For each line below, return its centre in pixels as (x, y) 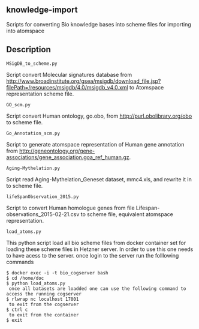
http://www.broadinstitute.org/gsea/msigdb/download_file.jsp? (84, 81)
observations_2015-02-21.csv (43, 214)
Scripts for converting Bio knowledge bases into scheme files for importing (99, 24)
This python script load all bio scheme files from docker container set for (96, 243)
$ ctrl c (17, 309)
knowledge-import (42, 10)
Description (28, 50)
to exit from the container (44, 315)
